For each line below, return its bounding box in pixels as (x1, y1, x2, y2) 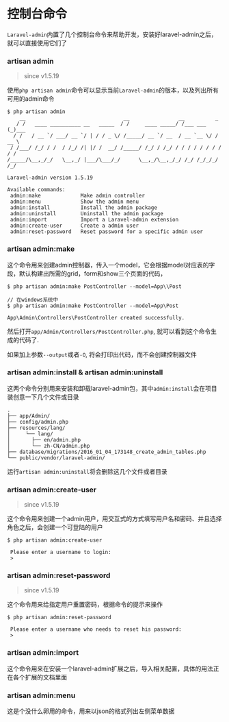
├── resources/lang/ (7, 424, 66, 431)
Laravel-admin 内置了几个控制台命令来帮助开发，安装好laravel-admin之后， (7, 30, 217, 38)
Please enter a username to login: (10, 549, 111, 556)
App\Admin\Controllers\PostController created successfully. (7, 314, 185, 321)
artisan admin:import (7, 648, 79, 658)
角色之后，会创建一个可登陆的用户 (7, 523, 103, 531)
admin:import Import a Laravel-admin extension (10, 217, 179, 224)
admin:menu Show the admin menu (10, 198, 139, 206)
